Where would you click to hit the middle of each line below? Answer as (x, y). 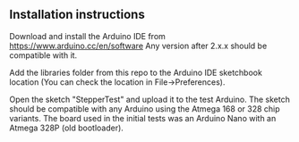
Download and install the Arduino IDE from (87, 36)
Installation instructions (77, 15)
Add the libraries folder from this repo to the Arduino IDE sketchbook (136, 72)
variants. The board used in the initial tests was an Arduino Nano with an (143, 118)
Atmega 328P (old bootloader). (66, 128)
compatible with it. (43, 55)
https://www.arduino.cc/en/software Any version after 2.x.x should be (138, 46)
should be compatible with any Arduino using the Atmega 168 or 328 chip (145, 109)
